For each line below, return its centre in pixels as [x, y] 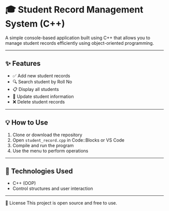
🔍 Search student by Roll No [42, 81]
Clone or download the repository [47, 135]
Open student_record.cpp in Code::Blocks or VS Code [68, 140]
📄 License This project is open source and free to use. [61, 203]
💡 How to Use [27, 123]
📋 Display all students [36, 89]
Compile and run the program [43, 145]
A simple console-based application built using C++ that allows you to [78, 38]
